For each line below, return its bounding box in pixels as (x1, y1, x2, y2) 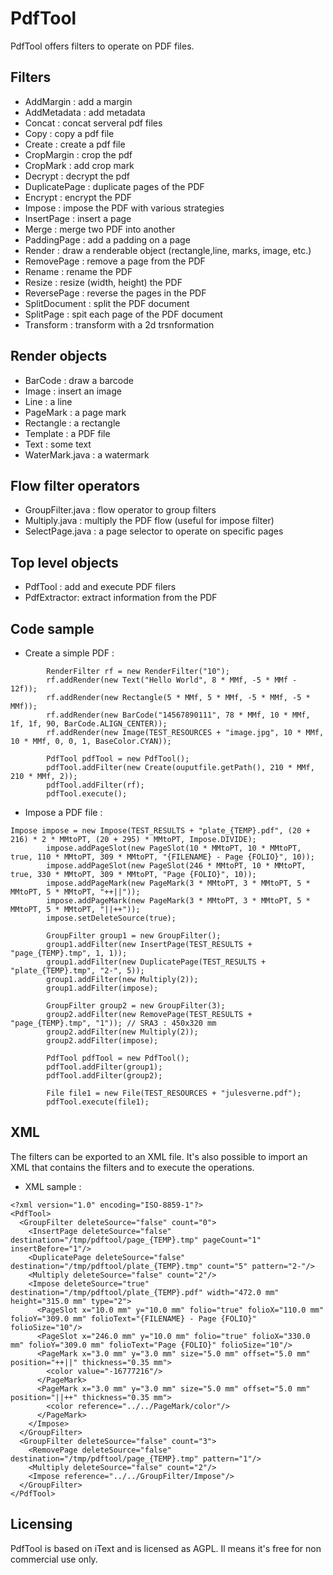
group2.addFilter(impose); (46, 1036, 159, 1046)
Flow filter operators (10, 477, 140, 494)
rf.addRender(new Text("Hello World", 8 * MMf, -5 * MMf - (46, 675, 298, 685)
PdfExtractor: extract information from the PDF (24, 592, 218, 604)
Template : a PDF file (24, 427, 111, 439)
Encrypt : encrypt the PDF (24, 191, 133, 203)
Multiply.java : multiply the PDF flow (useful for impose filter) (24, 515, 275, 527)
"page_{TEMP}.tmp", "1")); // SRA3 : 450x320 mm (10, 1018, 217, 1028)
